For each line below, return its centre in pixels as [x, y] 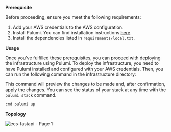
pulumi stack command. [31, 95]
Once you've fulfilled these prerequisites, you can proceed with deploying [83, 58]
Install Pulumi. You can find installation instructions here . [72, 32]
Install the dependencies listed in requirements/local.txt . [74, 38]
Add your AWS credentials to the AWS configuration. [68, 27]
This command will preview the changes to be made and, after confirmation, [86, 84]
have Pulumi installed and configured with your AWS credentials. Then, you [84, 69]
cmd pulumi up [20, 104]
